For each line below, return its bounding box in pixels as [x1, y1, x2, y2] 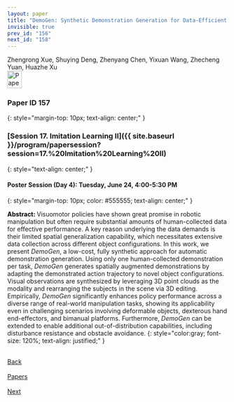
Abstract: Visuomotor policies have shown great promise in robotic [7, 209, 202, 218]
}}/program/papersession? [7, 140, 102, 150]
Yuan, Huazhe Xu [7, 63, 57, 71]
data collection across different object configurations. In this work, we [7, 240, 209, 248]
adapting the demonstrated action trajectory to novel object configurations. [7, 269, 224, 277]
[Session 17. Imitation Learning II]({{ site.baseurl [7, 131, 175, 141]
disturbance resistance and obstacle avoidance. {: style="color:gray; [7, 328, 206, 337]
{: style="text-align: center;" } [7, 165, 93, 173]
